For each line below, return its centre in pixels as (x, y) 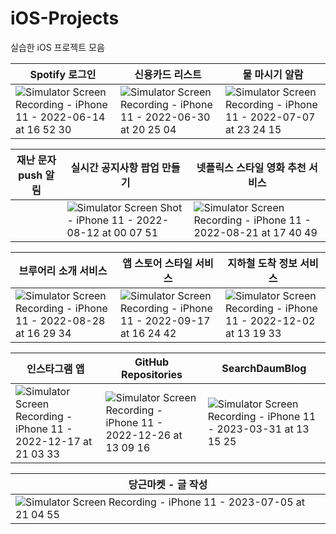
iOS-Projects (65, 18)
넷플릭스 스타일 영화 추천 (251, 167)
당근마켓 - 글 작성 (168, 484)
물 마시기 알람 (273, 74)
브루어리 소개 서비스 (63, 270)
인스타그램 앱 (55, 369)
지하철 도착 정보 (262, 263)
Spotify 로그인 (63, 74)
